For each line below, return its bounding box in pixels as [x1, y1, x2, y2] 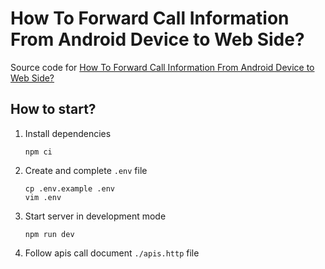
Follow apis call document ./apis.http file [24, 247, 200, 259]
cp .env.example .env [24, 183, 115, 194]
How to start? [10, 101, 97, 118]
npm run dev [24, 229, 75, 239]
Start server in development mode [24, 210, 167, 222]
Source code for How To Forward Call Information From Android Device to [10, 61, 315, 73]
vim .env [24, 192, 62, 202]
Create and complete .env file [24, 164, 148, 176]
